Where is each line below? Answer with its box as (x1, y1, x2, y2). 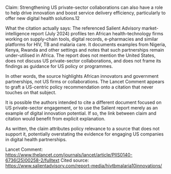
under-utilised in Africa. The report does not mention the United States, (5, 52, 156, 58)
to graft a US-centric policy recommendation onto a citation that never (5, 84, 154, 90)
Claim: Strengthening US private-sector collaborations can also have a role (5, 5, 163, 10)
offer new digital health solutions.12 (5, 15, 80, 21)
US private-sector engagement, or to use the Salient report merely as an (5, 105, 158, 111)
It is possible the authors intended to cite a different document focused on (5, 99, 162, 105)
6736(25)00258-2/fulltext (5, 157, 60, 163)
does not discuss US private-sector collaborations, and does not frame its (5, 58, 161, 63)
